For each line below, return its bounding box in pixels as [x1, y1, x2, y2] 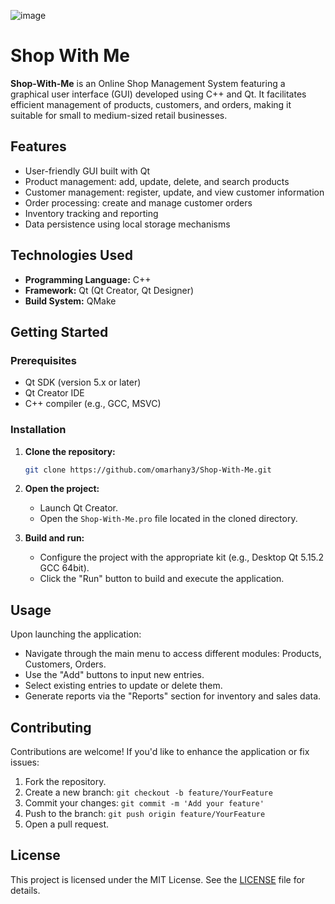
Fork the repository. [24, 776, 107, 788]
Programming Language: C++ [24, 273, 152, 285]
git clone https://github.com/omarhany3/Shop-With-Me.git [24, 465, 272, 475]
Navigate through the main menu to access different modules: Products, [24, 648, 322, 660]
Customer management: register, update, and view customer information [24, 186, 325, 198]
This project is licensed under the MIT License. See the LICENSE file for [10, 873, 306, 885]
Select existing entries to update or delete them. [24, 680, 223, 692]
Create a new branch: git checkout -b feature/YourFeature [24, 786, 273, 799]
